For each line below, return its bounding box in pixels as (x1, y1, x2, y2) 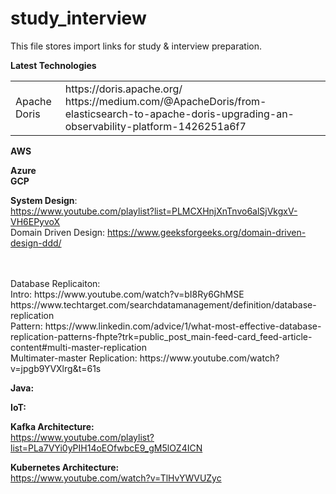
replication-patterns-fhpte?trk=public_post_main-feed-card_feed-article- (10, 330, 313, 342)
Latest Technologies (10, 59, 97, 71)
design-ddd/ (10, 237, 62, 249)
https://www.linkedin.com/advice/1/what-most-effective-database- (44, 320, 322, 332)
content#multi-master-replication (10, 341, 147, 353)
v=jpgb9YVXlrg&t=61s (10, 362, 102, 374)
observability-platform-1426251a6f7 (64, 119, 247, 133)
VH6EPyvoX (10, 215, 61, 227)
